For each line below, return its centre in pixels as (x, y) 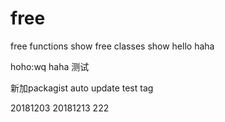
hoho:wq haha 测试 (50, 66)
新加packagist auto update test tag (82, 88)
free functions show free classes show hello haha (112, 46)
